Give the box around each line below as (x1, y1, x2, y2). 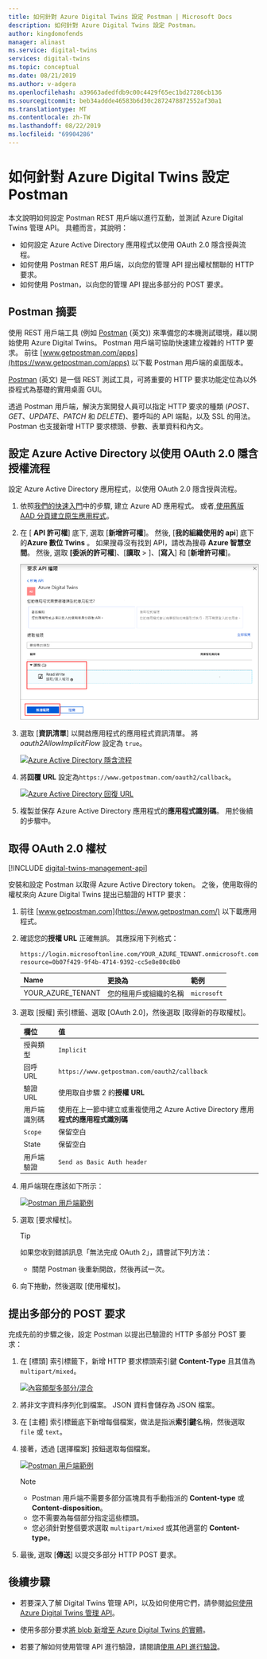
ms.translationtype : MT (8, 105, 87, 113)
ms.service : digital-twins (8, 46, 98, 55)
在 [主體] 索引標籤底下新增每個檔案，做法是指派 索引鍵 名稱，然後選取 (19, 1417, 245, 1427)
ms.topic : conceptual (8, 64, 80, 72)
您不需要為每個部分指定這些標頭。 (31, 1513, 144, 1522)
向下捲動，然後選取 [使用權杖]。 (19, 1282, 125, 1291)
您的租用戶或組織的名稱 (106, 988, 184, 998)
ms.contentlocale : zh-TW (8, 114, 91, 122)
